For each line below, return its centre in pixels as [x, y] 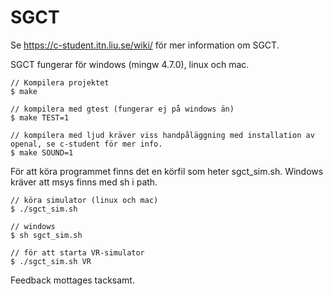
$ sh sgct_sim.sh [46, 235]
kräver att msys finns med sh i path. [84, 182]
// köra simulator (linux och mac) [84, 200]
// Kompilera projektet [60, 82]
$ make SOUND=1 [42, 152]
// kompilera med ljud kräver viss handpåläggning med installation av [162, 135]
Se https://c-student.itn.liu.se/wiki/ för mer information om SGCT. [145, 45]
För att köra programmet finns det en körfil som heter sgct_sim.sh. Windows [167, 171]
